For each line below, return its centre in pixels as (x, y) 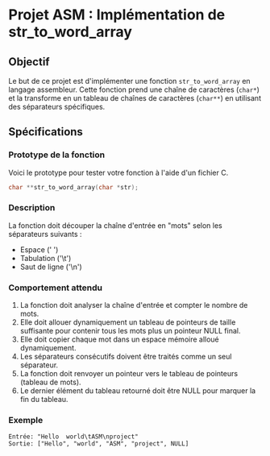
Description (32, 208)
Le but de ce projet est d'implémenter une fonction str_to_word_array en (130, 81)
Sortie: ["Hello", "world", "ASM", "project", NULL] (99, 444)
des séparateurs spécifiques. (57, 107)
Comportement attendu (56, 288)
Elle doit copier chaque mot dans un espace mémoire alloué (119, 339)
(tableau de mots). (51, 382)
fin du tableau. (44, 400)
